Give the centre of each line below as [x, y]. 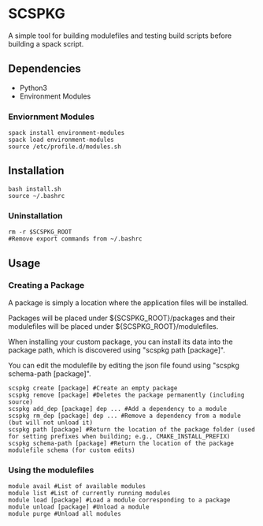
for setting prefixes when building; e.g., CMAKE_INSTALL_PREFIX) [119, 436]
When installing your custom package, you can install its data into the [121, 341]
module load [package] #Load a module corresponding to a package [119, 500]
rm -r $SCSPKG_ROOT [40, 232]
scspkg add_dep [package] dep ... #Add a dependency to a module [117, 408]
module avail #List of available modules [77, 487]
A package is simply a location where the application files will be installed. [128, 302]
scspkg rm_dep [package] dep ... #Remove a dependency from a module [125, 416]
